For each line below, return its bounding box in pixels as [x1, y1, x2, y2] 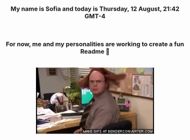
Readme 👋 [80, 48, 110, 56]
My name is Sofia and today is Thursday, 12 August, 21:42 [10, 5, 180, 13]
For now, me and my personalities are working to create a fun [5, 40, 185, 48]
